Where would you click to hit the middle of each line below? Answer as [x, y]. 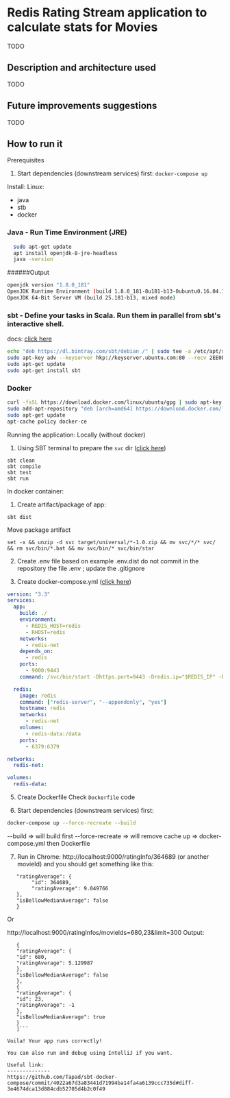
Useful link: [26, 1065]
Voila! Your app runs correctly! [55, 1041]
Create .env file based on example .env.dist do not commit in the [108, 561]
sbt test [20, 472]
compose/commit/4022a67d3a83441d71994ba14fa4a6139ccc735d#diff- [101, 1083]
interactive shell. [36, 324]
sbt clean [21, 461]
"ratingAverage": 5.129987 [55, 963]
